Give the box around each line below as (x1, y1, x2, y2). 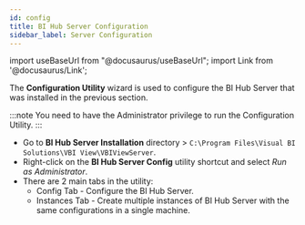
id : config (9, 13, 51, 23)
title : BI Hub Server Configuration (9, 22, 148, 31)
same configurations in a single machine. (36, 205, 191, 216)
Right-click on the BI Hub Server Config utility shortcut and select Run (22, 157, 287, 168)
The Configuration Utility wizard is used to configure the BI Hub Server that (9, 83, 295, 94)
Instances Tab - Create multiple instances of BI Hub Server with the (36, 195, 290, 206)
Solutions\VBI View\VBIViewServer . (22, 147, 157, 158)
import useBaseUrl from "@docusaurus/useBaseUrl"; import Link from (9, 56, 273, 66)
